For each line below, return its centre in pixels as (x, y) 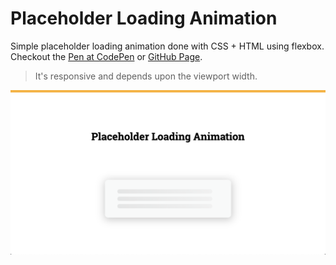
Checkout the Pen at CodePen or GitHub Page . (106, 56)
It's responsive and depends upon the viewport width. (146, 76)
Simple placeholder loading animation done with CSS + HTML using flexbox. (167, 46)
